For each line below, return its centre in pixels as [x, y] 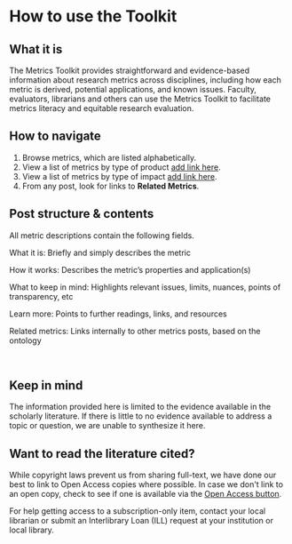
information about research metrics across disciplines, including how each [146, 80]
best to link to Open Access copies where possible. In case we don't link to [146, 484]
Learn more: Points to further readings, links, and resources [118, 314]
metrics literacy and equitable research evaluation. [102, 108]
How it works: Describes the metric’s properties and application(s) [130, 269]
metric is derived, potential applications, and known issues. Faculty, [133, 89]
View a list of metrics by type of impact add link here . [119, 176]
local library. [32, 530]
